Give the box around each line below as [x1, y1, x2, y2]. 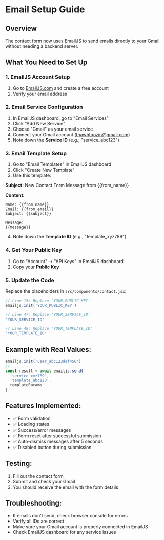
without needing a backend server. [5, 43, 79, 49]
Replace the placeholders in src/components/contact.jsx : [5, 288, 127, 294]
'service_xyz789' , [10, 373, 50, 378]
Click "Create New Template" [12, 167, 75, 173]
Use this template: [12, 172, 51, 178]
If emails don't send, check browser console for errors [12, 512, 128, 518]
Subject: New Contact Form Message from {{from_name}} [5, 182, 129, 189]
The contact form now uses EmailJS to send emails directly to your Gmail [5, 38, 160, 44]
